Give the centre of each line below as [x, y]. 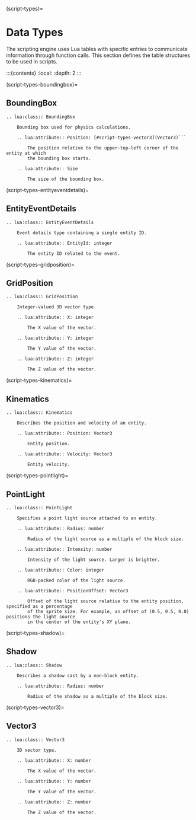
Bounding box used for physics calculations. [74, 127]
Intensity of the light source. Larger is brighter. [94, 560]
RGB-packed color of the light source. [77, 580]
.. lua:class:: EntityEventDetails [50, 222]
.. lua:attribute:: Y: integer [55, 338]
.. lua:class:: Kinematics [39, 413]
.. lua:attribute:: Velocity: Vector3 [65, 454]
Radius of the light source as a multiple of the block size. [106, 539]
